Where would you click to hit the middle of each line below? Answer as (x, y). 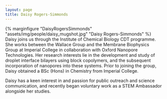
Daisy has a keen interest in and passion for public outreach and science (80, 81)
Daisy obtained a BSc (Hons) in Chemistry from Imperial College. (72, 71)
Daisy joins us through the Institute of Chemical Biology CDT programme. (80, 39)
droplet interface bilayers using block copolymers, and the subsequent (78, 60)
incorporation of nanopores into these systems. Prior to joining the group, (81, 66)
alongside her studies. (28, 91)
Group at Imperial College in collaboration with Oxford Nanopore (71, 50)
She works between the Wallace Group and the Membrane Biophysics (77, 44)
